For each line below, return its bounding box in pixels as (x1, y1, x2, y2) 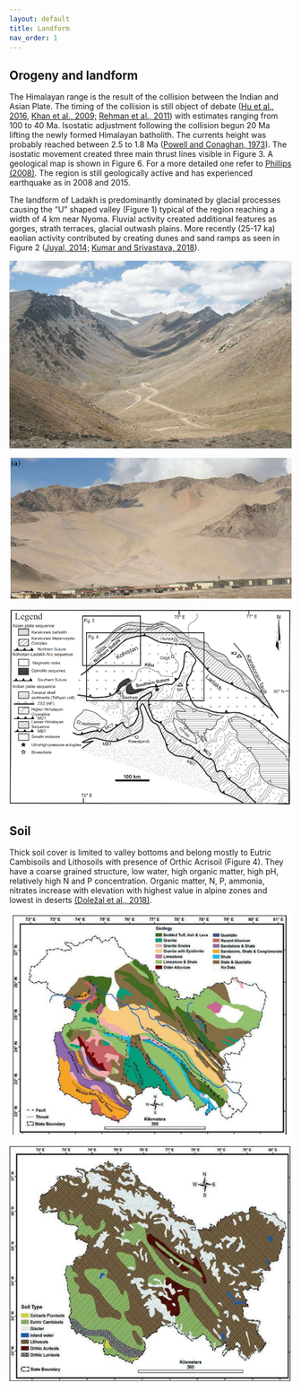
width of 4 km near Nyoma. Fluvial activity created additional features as (9, 213, 278, 224)
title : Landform (9, 23, 70, 33)
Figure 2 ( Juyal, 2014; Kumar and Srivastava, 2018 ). (9, 242, 200, 253)
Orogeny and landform (9, 67, 139, 83)
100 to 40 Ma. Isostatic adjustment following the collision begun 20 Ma (9, 120, 271, 131)
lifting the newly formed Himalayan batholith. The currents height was (9, 130, 267, 141)
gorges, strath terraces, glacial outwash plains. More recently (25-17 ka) (9, 223, 276, 234)
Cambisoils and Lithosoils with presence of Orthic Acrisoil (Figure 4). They (9, 856, 284, 867)
